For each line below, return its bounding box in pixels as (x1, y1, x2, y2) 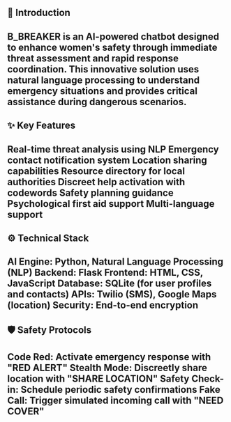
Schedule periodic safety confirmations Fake (20, 384, 221, 396)
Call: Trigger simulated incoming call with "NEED (7, 395, 224, 407)
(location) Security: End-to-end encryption (7, 299, 199, 311)
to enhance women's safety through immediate (7, 41, 218, 53)
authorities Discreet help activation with (7, 175, 186, 188)
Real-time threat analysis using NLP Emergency (7, 143, 219, 155)
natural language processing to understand (7, 74, 200, 86)
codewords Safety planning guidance (7, 187, 174, 198)
